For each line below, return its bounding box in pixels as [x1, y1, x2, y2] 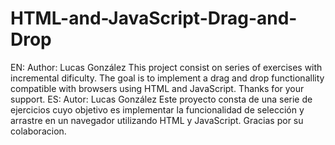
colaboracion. [10, 125, 67, 137]
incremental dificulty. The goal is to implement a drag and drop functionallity [10, 72, 325, 84]
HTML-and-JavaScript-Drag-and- [10, 7, 298, 30]
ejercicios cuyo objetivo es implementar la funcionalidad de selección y [10, 103, 305, 116]
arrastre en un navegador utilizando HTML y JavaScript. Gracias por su [10, 114, 304, 126]
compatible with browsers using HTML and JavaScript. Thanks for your [10, 82, 305, 94]
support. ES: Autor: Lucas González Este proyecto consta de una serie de [10, 93, 313, 105]
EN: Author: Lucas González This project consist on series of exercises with [10, 61, 323, 73]
